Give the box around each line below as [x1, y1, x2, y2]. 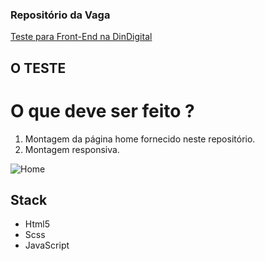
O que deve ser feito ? [10, 99, 195, 122]
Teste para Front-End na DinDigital [10, 31, 153, 43]
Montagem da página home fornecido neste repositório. [24, 133, 256, 145]
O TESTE [10, 59, 67, 77]
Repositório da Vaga [10, 8, 111, 22]
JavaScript [24, 239, 70, 252]
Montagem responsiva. [24, 143, 120, 155]
